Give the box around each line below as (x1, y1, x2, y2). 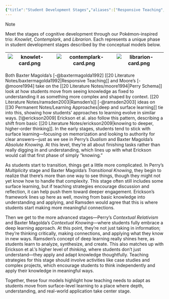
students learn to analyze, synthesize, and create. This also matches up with (5, 241, 164, 247)
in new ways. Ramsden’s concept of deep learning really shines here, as (5, 235, 155, 241)
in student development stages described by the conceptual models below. (5, 41, 161, 48)
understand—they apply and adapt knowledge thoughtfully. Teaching (5, 251, 149, 257)
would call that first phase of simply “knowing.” (5, 152, 103, 158)
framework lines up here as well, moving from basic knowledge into (5, 194, 145, 200)
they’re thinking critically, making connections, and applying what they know (5, 230, 163, 236)
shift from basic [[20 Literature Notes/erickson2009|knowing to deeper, (5, 120, 154, 126)
